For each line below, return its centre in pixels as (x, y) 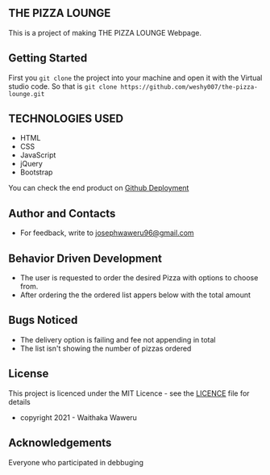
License (29, 374)
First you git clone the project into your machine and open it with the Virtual (135, 78)
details (19, 401)
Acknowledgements (60, 443)
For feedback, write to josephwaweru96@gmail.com (107, 233)
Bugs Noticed (43, 320)
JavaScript (38, 155)
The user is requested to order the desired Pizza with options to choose (139, 278)
